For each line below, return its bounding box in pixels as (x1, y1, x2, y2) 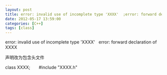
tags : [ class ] (5, 26, 35, 31)
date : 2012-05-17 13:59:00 (5, 16, 61, 21)
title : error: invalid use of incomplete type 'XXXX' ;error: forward (5, 12, 157, 17)
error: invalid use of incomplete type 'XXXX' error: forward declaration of (5, 39, 157, 45)
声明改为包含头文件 (5, 55, 45, 61)
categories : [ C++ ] (5, 21, 43, 26)
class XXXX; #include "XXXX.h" (5, 65, 78, 71)
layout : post (5, 7, 32, 12)
